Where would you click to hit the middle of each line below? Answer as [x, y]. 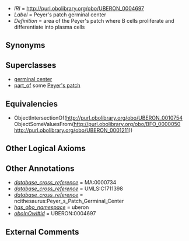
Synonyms [25, 45]
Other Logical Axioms [45, 149]
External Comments [42, 232]
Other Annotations [40, 168]
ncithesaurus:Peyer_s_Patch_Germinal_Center [69, 201]
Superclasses [31, 65]
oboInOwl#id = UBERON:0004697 [55, 214]
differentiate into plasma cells [49, 27]
